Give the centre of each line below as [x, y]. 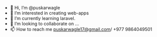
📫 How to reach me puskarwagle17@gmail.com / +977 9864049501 [81, 29]
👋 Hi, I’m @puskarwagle [35, 8]
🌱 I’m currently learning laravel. [43, 18]
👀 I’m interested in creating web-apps [49, 13]
